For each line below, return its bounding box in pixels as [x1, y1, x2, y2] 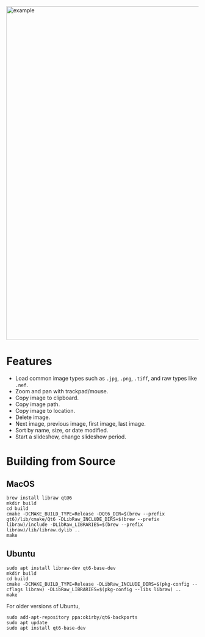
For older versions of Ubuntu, [6, 602, 81, 610]
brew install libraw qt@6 [6, 495, 72, 501]
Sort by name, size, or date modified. [15, 426, 109, 434]
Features [6, 354, 52, 368]
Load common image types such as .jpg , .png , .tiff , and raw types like [15, 374, 197, 382]
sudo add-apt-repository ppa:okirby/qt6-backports [6, 614, 138, 621]
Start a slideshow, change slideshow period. [15, 433, 126, 440]
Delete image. [15, 413, 51, 421]
